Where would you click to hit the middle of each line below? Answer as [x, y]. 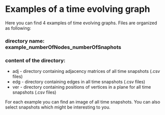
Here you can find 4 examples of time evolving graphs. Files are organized [81, 23]
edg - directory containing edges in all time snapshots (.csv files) [79, 82]
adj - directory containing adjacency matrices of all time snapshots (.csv [86, 71]
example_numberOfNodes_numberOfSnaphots [63, 47]
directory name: [25, 41]
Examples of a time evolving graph [78, 9]
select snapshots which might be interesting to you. [58, 107]
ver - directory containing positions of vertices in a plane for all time [82, 87]
